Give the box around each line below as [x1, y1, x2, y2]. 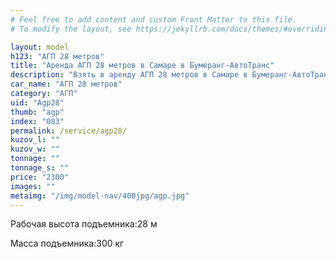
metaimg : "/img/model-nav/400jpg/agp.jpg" [10, 191, 190, 201]
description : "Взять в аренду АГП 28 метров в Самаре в [10, 70, 248, 80]
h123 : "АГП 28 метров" [10, 51, 105, 61]
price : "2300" [10, 172, 70, 182]
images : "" [10, 181, 56, 191]
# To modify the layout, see [10, 24, 132, 34]
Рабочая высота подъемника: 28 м [10, 218, 158, 230]
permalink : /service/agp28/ [10, 126, 128, 136]
